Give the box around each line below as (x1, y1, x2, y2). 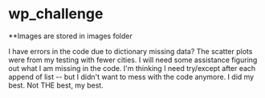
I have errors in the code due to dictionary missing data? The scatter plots (8, 46, 253, 56)
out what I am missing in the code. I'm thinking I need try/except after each (8, 63, 256, 73)
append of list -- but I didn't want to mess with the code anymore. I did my (8, 72, 255, 81)
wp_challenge (8, 5, 104, 23)
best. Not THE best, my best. (8, 80, 104, 90)
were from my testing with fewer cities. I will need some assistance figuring (8, 55, 258, 65)
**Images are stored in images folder (8, 31, 132, 41)
